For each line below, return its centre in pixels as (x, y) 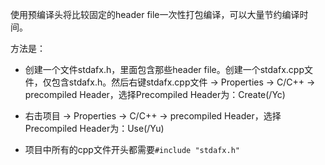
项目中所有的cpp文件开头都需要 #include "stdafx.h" (132, 149)
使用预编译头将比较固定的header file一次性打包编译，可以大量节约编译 (155, 14)
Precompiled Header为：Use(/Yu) (94, 128)
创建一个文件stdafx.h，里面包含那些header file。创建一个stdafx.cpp (164, 69)
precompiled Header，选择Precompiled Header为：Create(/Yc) (155, 94)
